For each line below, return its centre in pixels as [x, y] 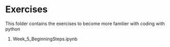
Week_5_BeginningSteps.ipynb [45, 39]
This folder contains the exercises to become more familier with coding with [85, 24]
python [13, 29]
